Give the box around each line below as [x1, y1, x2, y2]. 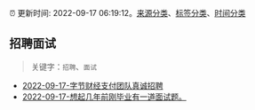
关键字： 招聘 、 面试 [30, 61, 98, 72]
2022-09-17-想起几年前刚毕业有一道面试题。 [21, 91, 187, 102]
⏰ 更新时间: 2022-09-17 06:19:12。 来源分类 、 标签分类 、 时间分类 [9, 8, 246, 18]
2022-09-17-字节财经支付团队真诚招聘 [21, 80, 163, 90]
